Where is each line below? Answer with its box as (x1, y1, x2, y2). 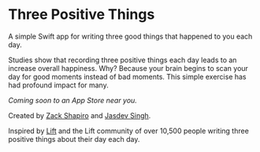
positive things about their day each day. (8, 134, 140, 143)
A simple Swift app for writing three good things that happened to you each (8, 32, 253, 41)
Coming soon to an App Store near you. (8, 95, 138, 105)
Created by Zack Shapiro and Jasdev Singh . (8, 110, 151, 120)
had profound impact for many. (8, 80, 109, 90)
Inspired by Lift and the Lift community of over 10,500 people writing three (8, 126, 250, 135)
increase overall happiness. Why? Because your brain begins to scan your (8, 63, 248, 72)
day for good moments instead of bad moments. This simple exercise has (8, 72, 247, 81)
